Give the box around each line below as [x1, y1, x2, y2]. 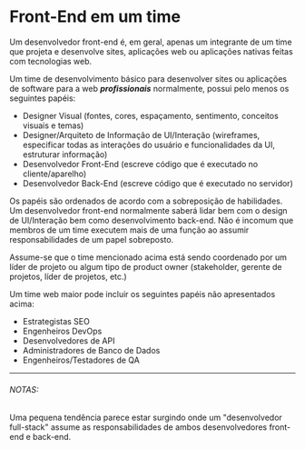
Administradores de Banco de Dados [22, 344, 161, 355]
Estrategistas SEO [22, 315, 91, 326]
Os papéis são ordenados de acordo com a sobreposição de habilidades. [9, 195, 283, 206]
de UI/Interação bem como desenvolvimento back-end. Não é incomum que [9, 215, 294, 225]
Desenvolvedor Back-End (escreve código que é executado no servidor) [22, 177, 293, 188]
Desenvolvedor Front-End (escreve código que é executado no [22, 158, 259, 169]
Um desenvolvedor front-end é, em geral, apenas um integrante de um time [9, 36, 292, 47]
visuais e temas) [22, 120, 84, 131]
